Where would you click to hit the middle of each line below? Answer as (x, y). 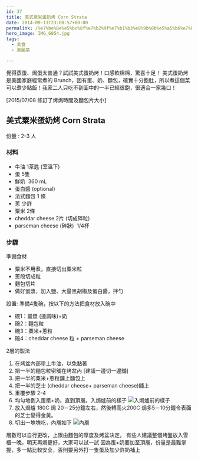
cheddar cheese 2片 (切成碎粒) (52, 218)
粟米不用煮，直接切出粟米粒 (48, 269)
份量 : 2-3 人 (21, 136)
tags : (13, 39)
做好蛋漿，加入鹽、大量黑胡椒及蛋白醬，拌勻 (69, 291)
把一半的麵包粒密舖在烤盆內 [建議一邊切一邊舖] (71, 371)
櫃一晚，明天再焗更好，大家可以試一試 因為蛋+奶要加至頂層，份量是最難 (94, 442)
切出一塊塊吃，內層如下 (43, 422)
